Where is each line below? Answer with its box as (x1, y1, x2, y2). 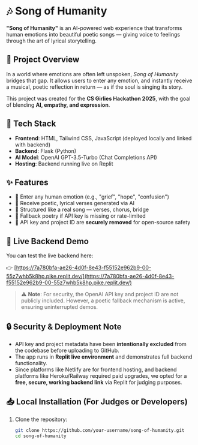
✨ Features (6, 177, 49, 187)
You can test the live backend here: (6, 252, 94, 259)
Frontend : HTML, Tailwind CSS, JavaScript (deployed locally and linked (14, 134, 192, 142)
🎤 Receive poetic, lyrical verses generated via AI (14, 200, 135, 207)
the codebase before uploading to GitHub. (14, 347, 119, 354)
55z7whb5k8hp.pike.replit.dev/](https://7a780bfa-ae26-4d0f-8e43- (6, 273, 175, 280)
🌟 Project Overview (6, 55, 80, 65)
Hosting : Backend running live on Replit (14, 160, 113, 167)
